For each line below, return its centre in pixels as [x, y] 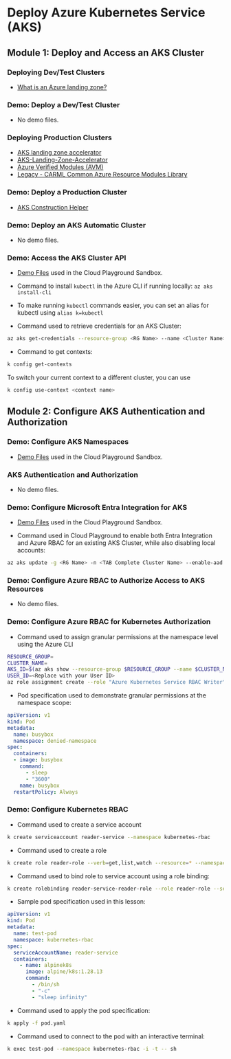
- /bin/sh [46, 985]
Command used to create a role [62, 850]
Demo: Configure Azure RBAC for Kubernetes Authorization [109, 622]
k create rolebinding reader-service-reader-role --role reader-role [109, 889]
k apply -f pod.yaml [37, 1023]
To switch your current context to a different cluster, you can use [99, 378]
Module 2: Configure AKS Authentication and [106, 411]
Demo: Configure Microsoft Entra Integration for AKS [97, 507]
